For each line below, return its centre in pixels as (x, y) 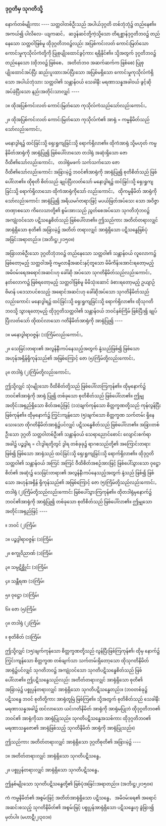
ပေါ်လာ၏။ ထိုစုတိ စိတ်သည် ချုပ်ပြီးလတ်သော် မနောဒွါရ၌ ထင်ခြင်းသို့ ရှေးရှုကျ (79, 182)
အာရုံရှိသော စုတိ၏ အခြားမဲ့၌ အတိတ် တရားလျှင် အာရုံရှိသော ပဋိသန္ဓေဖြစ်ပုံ (76, 230)
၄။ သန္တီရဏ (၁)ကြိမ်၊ (25, 581)
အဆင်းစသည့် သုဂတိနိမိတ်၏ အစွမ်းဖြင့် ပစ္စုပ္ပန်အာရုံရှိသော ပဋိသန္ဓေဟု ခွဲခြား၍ (80, 808)
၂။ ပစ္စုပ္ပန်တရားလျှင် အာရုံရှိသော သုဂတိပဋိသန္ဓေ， (53, 770)
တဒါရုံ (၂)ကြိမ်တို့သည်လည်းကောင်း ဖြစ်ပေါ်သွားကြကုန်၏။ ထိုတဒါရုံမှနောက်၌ (79, 492)
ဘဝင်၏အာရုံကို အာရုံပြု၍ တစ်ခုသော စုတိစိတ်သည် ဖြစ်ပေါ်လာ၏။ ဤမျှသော (79, 502)
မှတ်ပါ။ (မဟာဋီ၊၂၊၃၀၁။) (28, 817)
